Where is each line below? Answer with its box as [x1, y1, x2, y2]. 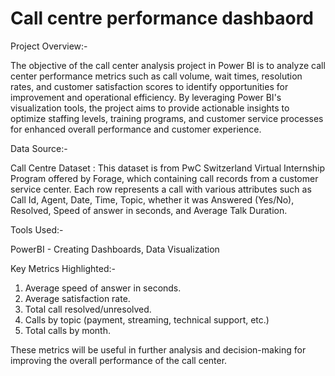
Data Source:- [10, 142, 68, 154]
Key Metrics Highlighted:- [10, 262, 117, 274]
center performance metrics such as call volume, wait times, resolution [10, 70, 303, 82]
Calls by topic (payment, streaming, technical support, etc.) [24, 313, 270, 326]
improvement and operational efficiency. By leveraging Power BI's [10, 91, 282, 103]
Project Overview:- [10, 40, 88, 52]
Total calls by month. [24, 324, 112, 336]
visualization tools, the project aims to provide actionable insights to [10, 102, 290, 114]
